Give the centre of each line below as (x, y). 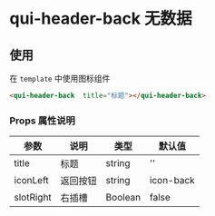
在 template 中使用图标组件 (60, 79)
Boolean (123, 198)
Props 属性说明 (42, 121)
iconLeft (32, 181)
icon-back (172, 181)
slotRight (33, 198)
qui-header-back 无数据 (101, 19)
